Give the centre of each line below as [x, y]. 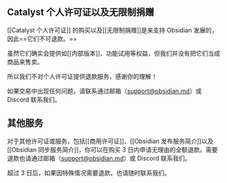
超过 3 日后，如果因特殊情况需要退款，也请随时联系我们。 [89, 173]
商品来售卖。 [25, 62]
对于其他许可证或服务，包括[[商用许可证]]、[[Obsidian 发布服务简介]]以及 [110, 141]
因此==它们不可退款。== [42, 38]
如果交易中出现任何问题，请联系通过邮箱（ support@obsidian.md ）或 [105, 90]
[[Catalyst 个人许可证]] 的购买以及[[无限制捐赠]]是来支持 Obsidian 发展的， [112, 30]
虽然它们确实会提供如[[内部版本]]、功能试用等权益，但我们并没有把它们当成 [114, 53]
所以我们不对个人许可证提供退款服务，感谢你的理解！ [82, 76]
